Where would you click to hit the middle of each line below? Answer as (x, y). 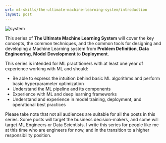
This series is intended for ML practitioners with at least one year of (74, 63)
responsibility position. (28, 135)
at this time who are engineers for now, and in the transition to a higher (77, 130)
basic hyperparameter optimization (48, 83)
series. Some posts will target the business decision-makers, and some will (82, 119)
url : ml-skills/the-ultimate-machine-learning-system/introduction (76, 10)
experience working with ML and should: (47, 69)
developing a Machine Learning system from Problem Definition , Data (77, 48)
